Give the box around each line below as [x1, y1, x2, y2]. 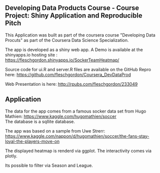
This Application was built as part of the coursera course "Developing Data [5, 32, 156, 38]
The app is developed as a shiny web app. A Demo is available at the [5, 46, 143, 53]
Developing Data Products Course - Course [5, 4, 140, 12]
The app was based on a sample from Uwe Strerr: [5, 128, 105, 134]
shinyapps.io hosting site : [5, 52, 58, 58]
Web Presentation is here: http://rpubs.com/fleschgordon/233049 [5, 81, 138, 87]
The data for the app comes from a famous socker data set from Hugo [5, 108, 146, 114]
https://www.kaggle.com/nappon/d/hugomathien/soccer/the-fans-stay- [5, 133, 150, 139]
